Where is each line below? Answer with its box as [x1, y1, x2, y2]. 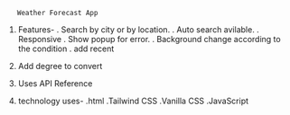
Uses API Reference [17, 78, 93, 89]
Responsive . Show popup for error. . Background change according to [17, 34, 282, 44]
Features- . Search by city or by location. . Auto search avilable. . [17, 24, 259, 35]
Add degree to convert [17, 61, 103, 71]
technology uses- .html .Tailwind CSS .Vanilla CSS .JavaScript [17, 95, 249, 106]
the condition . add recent [17, 43, 115, 54]
